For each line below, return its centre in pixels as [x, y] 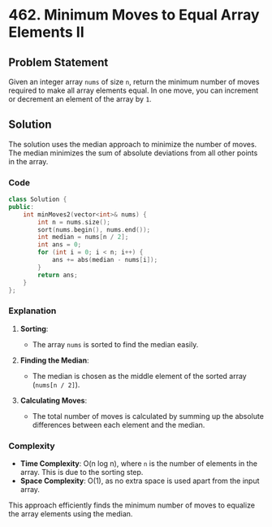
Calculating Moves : [54, 400]
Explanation [32, 311]
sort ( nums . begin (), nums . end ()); [94, 229]
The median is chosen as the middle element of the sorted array [139, 376]
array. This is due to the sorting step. [82, 473]
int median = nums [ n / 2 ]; [83, 237]
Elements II [47, 32]
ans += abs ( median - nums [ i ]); [105, 260]
